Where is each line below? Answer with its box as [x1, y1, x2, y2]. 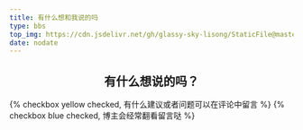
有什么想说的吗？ [104, 74, 199, 89]
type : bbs [9, 22, 47, 30]
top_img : [9, 30, 42, 39]
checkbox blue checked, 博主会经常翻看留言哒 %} [9, 110, 196, 121]
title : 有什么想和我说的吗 [9, 13, 99, 22]
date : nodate [9, 38, 59, 48]
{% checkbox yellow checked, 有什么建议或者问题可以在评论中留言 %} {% [9, 100, 285, 110]
